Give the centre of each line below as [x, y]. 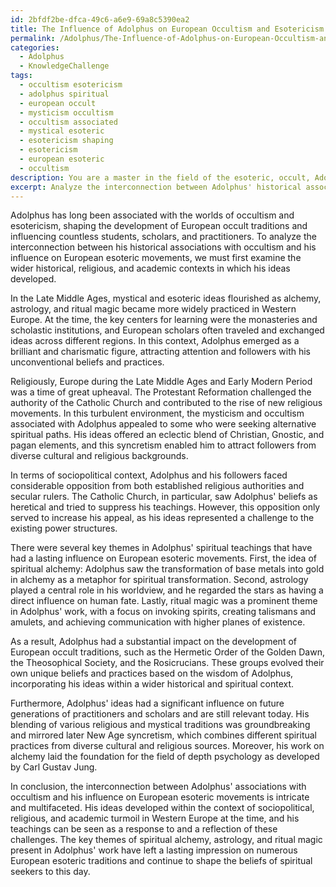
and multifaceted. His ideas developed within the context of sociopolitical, [162, 808]
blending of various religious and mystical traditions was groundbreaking [160, 725]
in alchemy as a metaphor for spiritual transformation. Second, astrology [159, 580]
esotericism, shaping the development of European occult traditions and [159, 226]
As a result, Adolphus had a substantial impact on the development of [153, 642]
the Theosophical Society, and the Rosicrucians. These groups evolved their [167, 663]
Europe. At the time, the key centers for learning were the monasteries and [164, 320]
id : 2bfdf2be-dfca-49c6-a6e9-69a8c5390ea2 [100, 19]
